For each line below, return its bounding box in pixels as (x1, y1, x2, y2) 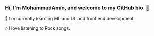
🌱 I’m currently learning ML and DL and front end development (5, 16, 134, 22)
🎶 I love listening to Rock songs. (5, 25, 71, 31)
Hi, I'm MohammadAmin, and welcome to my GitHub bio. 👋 (5, 4, 150, 11)
